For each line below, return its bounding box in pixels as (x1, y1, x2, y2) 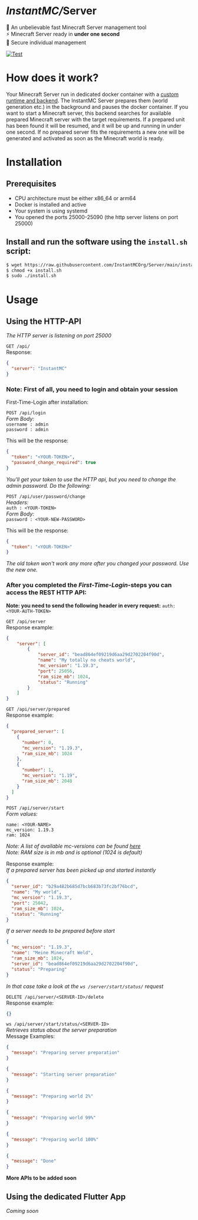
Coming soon (6, 1207, 39, 1214)
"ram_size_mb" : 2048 (21, 778, 72, 784)
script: (6, 246, 31, 256)
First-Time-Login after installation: (6, 398, 89, 406)
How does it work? (6, 71, 99, 85)
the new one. (6, 566, 38, 574)
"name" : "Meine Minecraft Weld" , (11, 950, 94, 956)
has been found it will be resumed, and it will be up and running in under (6, 122, 181, 129)
